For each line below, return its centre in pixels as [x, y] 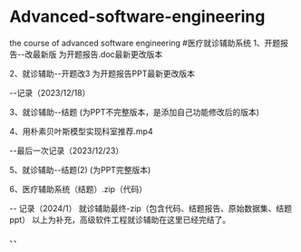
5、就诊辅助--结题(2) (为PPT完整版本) [80, 170]
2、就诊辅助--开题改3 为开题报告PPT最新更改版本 [102, 73]
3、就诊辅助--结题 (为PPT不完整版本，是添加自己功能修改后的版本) [135, 111]
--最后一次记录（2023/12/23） [67, 150]
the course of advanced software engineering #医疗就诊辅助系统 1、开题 [145, 43]
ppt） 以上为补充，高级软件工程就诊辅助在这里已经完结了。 [120, 219]
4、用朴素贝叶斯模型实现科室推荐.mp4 [81, 131]
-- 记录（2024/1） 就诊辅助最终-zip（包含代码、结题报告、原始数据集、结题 [151, 208]
